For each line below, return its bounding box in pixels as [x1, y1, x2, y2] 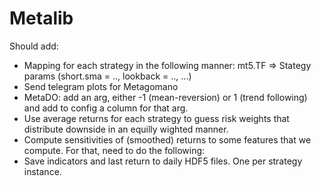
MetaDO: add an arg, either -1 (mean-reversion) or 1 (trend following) [23, 91, 308, 103]
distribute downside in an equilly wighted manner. [23, 123, 229, 135]
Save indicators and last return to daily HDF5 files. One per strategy [23, 155, 303, 167]
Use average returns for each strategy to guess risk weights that [23, 112, 290, 124]
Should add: [9, 40, 59, 52]
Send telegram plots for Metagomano [23, 80, 179, 92]
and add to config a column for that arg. [23, 102, 189, 114]
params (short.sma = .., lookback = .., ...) [23, 70, 192, 82]
